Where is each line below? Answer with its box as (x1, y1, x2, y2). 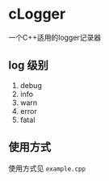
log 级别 (8, 58, 48, 73)
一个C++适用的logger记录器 (8, 32, 102, 42)
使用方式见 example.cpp (8, 163, 86, 173)
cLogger (8, 5, 66, 23)
